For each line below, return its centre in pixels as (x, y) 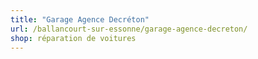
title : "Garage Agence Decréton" (80, 19)
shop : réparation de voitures (73, 38)
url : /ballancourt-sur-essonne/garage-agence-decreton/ (129, 29)
